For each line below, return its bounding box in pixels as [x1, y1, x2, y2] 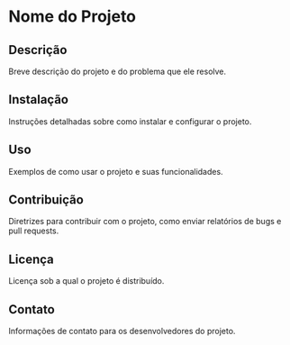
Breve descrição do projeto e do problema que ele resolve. [8, 66, 227, 77]
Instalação [8, 92, 69, 107]
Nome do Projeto [8, 6, 137, 27]
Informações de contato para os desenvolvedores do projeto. [8, 326, 236, 337]
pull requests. [8, 225, 59, 236]
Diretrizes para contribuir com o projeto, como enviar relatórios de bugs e [8, 216, 282, 227]
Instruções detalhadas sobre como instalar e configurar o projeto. [8, 115, 252, 127]
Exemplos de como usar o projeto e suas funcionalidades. [8, 166, 223, 177]
